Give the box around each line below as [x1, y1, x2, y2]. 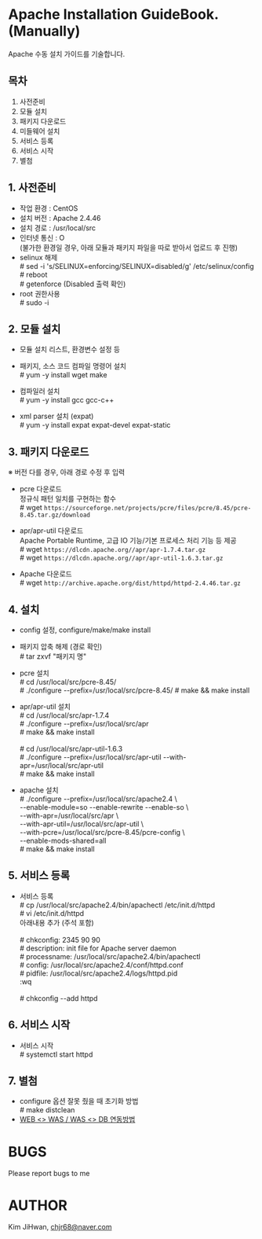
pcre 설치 [19, 668, 49, 678]
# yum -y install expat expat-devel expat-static [19, 421, 171, 430]
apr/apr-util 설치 [19, 702, 71, 711]
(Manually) [8, 22, 81, 40]
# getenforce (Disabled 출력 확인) [19, 279, 126, 289]
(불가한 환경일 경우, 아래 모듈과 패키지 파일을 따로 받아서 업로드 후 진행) [19, 242, 238, 252]
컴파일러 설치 [19, 387, 60, 396]
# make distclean [19, 1105, 75, 1115]
